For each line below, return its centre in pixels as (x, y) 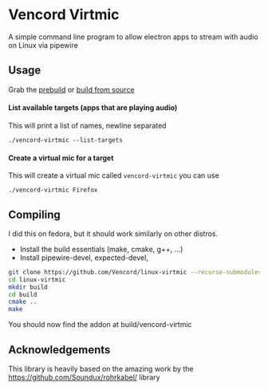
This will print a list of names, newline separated (87, 125)
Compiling (35, 214)
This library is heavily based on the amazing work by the (101, 369)
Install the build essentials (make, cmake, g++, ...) (101, 249)
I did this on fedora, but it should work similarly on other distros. (113, 234)
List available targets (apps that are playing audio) (93, 108)
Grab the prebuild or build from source (71, 89)
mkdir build (28, 287)
